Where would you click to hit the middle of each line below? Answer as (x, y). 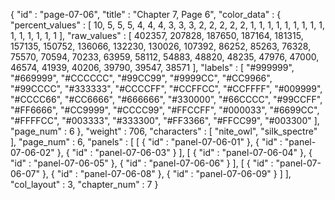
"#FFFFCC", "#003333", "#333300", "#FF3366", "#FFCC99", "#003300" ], (165, 120)
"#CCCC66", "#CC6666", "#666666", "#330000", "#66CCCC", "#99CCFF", (166, 99)
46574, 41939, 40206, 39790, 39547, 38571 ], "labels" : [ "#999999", (152, 67)
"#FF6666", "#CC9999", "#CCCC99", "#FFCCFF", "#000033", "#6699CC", (165, 110)
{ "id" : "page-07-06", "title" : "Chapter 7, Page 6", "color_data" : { (146, 14)
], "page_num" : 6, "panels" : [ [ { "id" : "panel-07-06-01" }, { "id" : (146, 142)
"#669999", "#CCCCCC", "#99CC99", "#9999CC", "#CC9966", (141, 78)
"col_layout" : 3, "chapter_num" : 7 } (84, 184)
